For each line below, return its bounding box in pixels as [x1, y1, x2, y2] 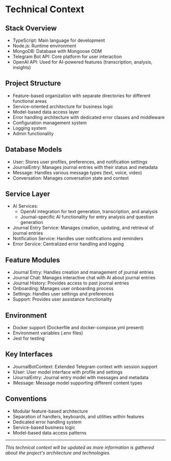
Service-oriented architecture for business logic [12, 103, 113, 109]
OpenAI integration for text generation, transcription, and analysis [20, 209, 158, 215]
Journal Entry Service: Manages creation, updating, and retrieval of [12, 225, 154, 231]
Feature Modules [5, 255, 60, 264]
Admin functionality [12, 130, 54, 136]
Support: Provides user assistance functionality [12, 296, 112, 302]
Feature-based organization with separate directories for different [12, 93, 151, 99]
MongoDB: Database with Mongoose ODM [12, 48, 102, 54]
